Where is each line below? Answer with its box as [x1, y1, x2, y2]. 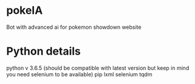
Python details [6, 44, 81, 58]
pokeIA [6, 4, 43, 17]
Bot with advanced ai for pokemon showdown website [6, 23, 142, 31]
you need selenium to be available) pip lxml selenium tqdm [6, 70, 153, 78]
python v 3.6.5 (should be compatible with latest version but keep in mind [6, 64, 190, 71]
